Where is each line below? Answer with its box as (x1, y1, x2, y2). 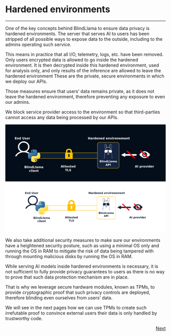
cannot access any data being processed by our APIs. (5, 114, 119, 120)
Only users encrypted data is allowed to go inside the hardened (5, 57, 138, 63)
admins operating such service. (5, 41, 72, 47)
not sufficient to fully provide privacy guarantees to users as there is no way (5, 268, 165, 274)
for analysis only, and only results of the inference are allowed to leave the (5, 67, 161, 73)
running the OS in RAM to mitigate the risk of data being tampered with (5, 248, 154, 254)
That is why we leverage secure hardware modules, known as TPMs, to (5, 284, 155, 290)
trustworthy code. (5, 315, 43, 321)
